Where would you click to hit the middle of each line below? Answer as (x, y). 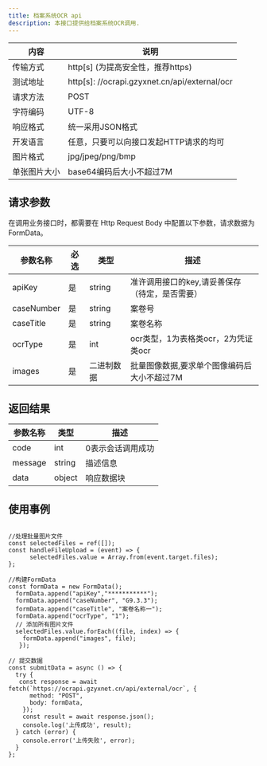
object (66, 477)
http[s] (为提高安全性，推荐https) (130, 67)
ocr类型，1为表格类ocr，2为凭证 (192, 339)
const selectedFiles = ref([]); (62, 543)
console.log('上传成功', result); (77, 725)
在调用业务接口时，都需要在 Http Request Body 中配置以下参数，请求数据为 (132, 223)
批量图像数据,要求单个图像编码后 (191, 366)
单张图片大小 (37, 171)
